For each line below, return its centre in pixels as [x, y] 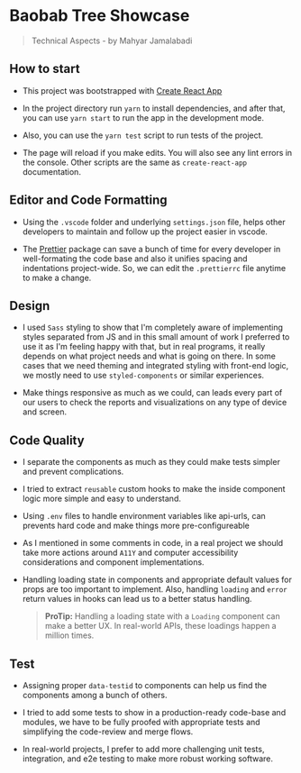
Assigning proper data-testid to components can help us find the [145, 685]
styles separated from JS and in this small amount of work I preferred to [156, 337]
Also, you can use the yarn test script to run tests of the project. [143, 135]
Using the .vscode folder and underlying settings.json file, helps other [154, 222]
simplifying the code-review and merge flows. [108, 732]
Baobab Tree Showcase [100, 16]
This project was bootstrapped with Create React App [122, 90]
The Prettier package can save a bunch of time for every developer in [151, 249]
